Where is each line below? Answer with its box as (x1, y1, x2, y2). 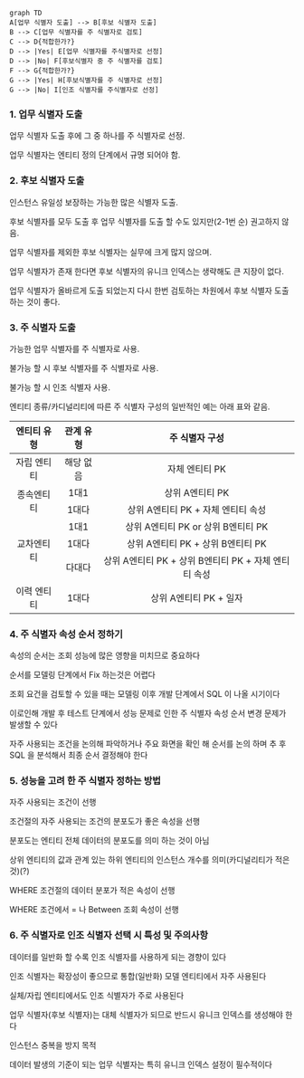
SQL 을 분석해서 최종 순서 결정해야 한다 (9, 749, 148, 760)
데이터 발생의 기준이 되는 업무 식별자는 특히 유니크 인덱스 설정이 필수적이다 (9, 1059, 273, 1070)
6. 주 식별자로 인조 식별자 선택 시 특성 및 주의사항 (9, 929, 208, 941)
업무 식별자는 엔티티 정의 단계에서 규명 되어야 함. (9, 149, 181, 160)
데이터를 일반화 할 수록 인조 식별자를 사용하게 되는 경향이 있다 (9, 951, 227, 962)
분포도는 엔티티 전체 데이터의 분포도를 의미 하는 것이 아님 (9, 835, 210, 846)
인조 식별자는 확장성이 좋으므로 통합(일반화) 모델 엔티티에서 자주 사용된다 (9, 970, 267, 981)
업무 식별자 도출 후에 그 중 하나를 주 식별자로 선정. (9, 130, 185, 141)
